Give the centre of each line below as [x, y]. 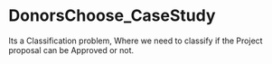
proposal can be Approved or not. [71, 50]
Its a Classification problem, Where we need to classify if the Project [136, 41]
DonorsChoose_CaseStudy [112, 16]
